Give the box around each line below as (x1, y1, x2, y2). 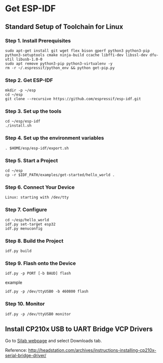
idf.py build (5, 248, 32, 253)
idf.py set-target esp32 (5, 222, 56, 227)
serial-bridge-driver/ (5, 353, 47, 359)
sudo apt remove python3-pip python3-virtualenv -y (5, 61, 113, 66)
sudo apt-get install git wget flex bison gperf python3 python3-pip (5, 48, 150, 53)
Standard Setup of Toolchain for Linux (5, 23, 123, 31)
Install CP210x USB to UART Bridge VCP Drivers (5, 325, 153, 333)
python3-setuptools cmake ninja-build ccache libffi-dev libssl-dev (5, 52, 148, 57)
